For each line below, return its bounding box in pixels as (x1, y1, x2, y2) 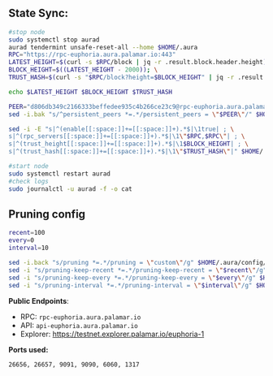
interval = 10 (8, 244, 49, 253)
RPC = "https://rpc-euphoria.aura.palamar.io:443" (8, 50, 176, 59)
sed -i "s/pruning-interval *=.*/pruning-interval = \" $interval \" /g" (8, 281, 253, 289)
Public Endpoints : (8, 296, 69, 305)
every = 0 (8, 236, 35, 244)
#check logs (8, 177, 49, 185)
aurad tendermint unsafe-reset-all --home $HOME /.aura (8, 43, 198, 51)
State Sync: (8, 6, 69, 20)
